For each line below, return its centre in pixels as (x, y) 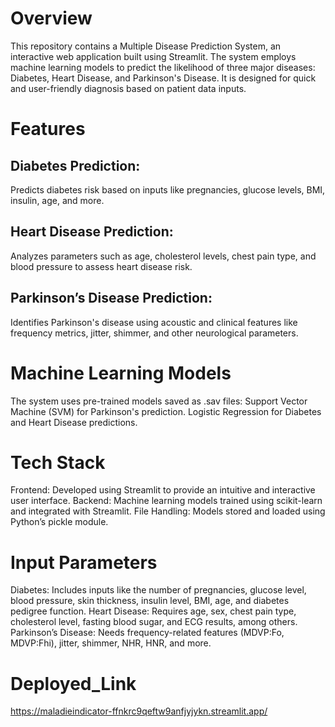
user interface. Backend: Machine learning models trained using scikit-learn (166, 501)
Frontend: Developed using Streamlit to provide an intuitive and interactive (163, 490)
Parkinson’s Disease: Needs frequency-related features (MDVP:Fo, (147, 633)
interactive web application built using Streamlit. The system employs (153, 56)
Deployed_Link (73, 683)
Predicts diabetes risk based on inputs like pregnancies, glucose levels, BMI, (168, 189)
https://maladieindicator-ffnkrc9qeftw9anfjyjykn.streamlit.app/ (139, 711)
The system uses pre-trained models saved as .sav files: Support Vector (159, 401)
